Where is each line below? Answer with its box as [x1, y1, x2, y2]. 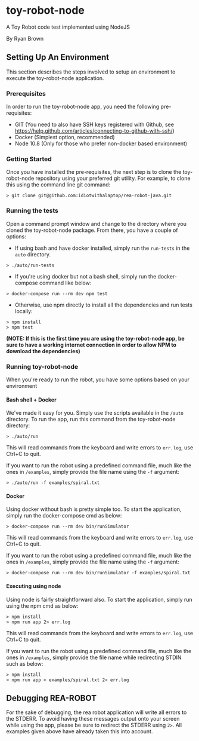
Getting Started [6, 155, 52, 163]
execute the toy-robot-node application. [6, 74, 104, 81]
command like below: [39, 279, 92, 286]
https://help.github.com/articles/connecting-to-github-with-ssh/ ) [14, 127, 175, 134]
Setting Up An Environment [6, 52, 109, 63]
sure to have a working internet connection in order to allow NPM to [6, 341, 177, 348]
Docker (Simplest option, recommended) [14, 134, 115, 141]
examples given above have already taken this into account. [6, 728, 153, 735]
